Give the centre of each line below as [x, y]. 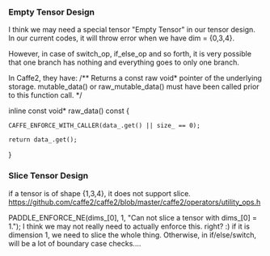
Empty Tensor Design [52, 12]
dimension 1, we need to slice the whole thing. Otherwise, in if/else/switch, [133, 235]
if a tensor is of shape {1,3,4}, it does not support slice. [100, 193]
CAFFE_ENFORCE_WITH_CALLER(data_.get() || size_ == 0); [104, 126]
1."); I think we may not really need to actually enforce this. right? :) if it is [129, 226]
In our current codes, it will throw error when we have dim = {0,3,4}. [122, 38]
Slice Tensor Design [49, 176]
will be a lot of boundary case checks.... [75, 243]
